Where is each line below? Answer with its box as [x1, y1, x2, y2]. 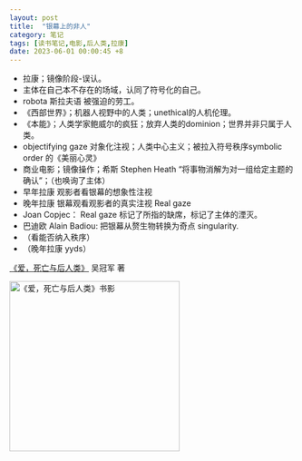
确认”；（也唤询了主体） [22, 175, 111, 186]
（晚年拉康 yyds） [22, 243, 92, 254]
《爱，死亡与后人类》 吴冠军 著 [9, 262, 125, 273]
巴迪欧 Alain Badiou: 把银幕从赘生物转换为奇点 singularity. [22, 221, 239, 231]
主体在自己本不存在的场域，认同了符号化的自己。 [22, 84, 206, 95]
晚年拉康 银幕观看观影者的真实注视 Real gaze [22, 198, 192, 209]
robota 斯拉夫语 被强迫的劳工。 [22, 96, 140, 107]
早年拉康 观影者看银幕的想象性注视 [22, 187, 152, 198]
